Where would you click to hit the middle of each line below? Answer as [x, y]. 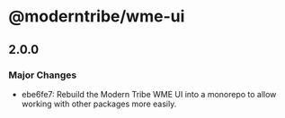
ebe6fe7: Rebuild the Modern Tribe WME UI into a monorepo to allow [149, 94]
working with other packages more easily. [99, 104]
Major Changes [43, 75]
